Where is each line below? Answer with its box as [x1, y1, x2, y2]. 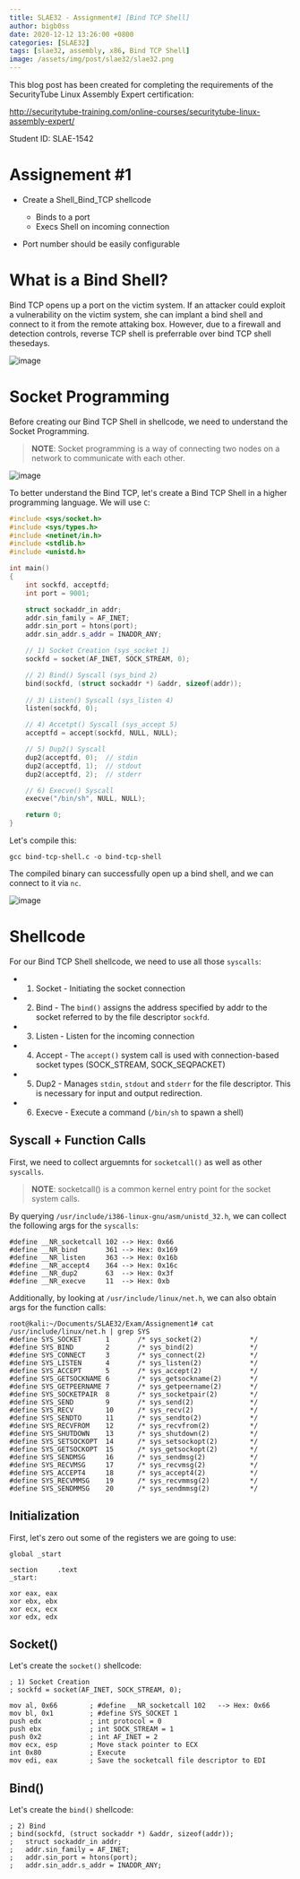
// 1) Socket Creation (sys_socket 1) [25, 647, 170, 656]
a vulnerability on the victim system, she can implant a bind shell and [9, 309, 263, 319]
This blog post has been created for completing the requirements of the [9, 80, 274, 90]
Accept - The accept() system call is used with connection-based [35, 1050, 279, 1060]
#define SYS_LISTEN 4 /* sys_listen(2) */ [9, 1358, 258, 1368]
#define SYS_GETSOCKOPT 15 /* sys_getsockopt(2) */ [9, 1445, 258, 1454]
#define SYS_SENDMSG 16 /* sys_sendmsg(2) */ [9, 1452, 258, 1462]
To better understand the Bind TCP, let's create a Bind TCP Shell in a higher [9, 487, 287, 498]
